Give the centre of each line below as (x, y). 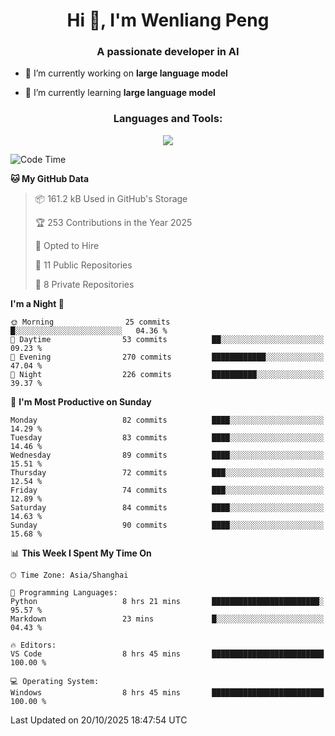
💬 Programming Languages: (64, 592)
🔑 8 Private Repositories (84, 284)
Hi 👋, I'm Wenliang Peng (168, 20)
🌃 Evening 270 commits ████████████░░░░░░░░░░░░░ (167, 357)
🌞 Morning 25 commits (90, 322)
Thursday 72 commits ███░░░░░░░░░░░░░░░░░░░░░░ (167, 472)
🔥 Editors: (33, 645)
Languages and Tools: (168, 119)
